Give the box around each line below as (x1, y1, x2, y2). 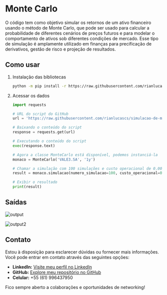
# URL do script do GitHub (12, 111, 69, 116)
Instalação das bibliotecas (12, 73, 66, 80)
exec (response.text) (12, 143, 55, 148)
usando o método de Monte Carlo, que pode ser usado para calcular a (5, 24, 150, 30)
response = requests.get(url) (12, 129, 76, 135)
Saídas (5, 198, 27, 206)
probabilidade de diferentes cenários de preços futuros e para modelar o (5, 30, 155, 36)
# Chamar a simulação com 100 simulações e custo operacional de (12, 166, 151, 171)
